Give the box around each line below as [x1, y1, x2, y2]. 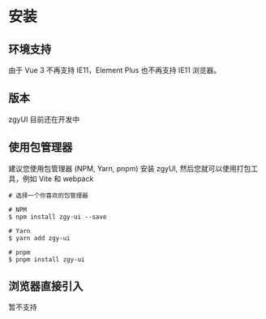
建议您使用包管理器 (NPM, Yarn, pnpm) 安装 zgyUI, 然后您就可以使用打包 [8, 163, 251, 173]
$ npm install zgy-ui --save [8, 213, 107, 221]
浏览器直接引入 [8, 279, 84, 293]
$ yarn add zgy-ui [8, 234, 71, 242]
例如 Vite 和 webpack [22, 174, 94, 183]
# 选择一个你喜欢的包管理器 [8, 192, 89, 200]
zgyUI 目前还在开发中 [8, 114, 80, 124]
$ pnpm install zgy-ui [8, 255, 85, 264]
